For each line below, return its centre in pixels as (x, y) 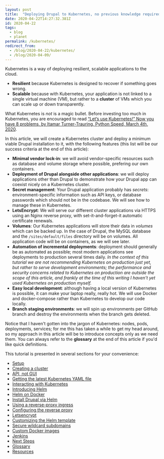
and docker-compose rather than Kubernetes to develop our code (78, 299)
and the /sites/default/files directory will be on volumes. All (75, 236)
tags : (10, 28)
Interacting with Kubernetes (40, 384)
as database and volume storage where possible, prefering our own (80, 164)
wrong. (19, 89)
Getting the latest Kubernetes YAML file (52, 379)
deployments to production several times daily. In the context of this (80, 257)
